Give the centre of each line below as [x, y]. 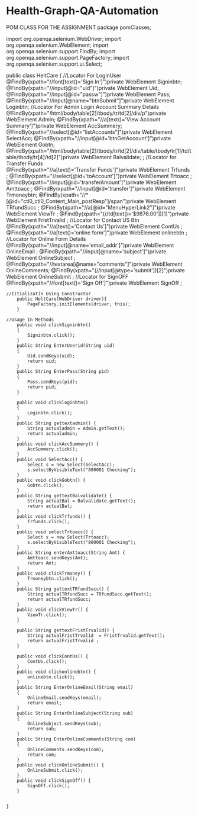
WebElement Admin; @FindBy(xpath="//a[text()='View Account [83, 119]
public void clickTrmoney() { [54, 573]
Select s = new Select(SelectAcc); [71, 465]
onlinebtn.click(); [51, 677]
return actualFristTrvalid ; [63, 640]
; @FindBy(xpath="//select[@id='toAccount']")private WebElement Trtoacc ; [99, 176]
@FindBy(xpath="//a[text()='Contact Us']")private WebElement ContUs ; [95, 226]
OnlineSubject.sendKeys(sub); [64, 723]
